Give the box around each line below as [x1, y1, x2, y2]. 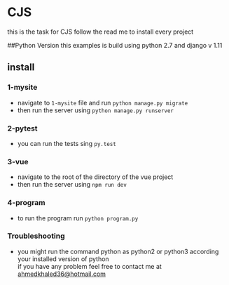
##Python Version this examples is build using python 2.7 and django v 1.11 [7, 41, 223, 49]
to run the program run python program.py [17, 213, 139, 222]
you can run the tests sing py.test [17, 139, 117, 147]
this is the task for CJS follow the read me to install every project [7, 27, 194, 36]
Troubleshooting [7, 231, 65, 241]
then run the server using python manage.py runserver [17, 106, 174, 114]
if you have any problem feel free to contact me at [17, 262, 162, 270]
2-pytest [7, 124, 38, 133]
